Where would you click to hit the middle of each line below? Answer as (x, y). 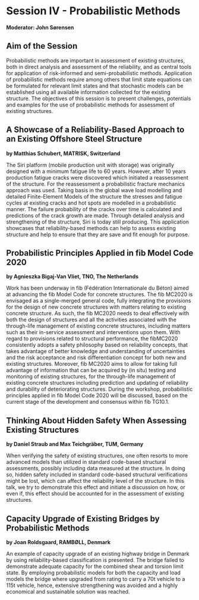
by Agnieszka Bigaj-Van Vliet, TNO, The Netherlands (72, 277)
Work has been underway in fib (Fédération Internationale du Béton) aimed (97, 288)
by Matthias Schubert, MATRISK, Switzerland (63, 153)
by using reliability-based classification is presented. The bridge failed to (95, 560)
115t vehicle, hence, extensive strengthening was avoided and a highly (92, 585)
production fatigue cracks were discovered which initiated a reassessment (97, 177)
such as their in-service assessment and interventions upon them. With (94, 332)
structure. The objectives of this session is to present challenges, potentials (99, 98)
